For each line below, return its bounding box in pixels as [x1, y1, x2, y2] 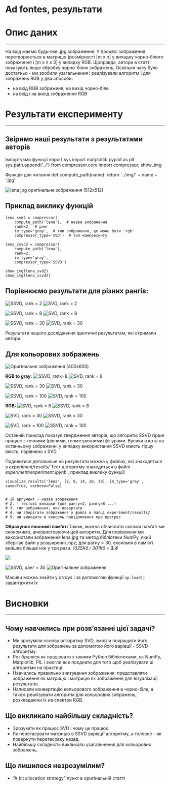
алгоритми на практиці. [12, 664, 64, 671]
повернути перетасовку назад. [12, 736, 80, 742]
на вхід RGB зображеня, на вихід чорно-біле [12, 85, 109, 92]
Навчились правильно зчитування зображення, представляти [12, 670, 147, 676]
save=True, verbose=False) [5, 483, 62, 489]
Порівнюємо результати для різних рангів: [5, 287, 149, 295]
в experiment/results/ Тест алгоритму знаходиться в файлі [5, 464, 130, 470]
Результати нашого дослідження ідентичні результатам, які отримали [5, 329, 156, 336]
